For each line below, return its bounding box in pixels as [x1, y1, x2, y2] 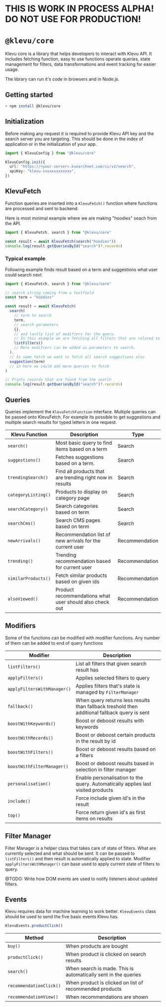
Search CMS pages [55, 517, 100, 524]
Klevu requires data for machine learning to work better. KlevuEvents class [5, 908, 157, 914]
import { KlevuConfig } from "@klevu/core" [5, 151, 96, 156]
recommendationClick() [7, 983, 61, 989]
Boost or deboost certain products [76, 731, 156, 738]
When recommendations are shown [65, 994, 148, 1001]
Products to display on [55, 489, 108, 496]
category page [55, 495, 90, 502]
